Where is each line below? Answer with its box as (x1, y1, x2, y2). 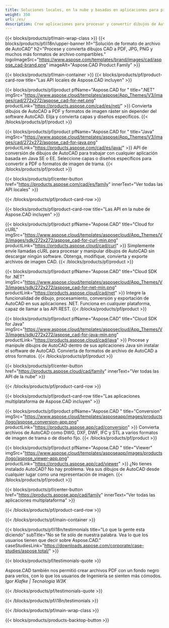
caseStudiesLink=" (5, 542, 44, 549)
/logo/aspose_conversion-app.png (5, 419, 77, 425)
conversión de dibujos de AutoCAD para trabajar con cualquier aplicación (5, 150, 157, 156)
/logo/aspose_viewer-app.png (5, 455, 67, 461)
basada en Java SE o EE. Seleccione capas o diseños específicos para (5, 156, 152, 162)
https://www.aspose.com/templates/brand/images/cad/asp (39, 56, 162, 63)
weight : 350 (5, 12, 30, 17)
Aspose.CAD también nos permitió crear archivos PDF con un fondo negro (5, 568, 159, 574)
